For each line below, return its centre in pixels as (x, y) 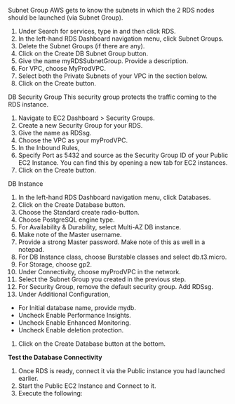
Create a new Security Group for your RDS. (80, 125)
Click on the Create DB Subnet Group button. (83, 53)
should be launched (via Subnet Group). (66, 18)
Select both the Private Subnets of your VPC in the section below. (113, 76)
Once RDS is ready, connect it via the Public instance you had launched (121, 371)
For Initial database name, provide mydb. (77, 308)
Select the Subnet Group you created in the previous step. (102, 279)
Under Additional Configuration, (64, 294)
